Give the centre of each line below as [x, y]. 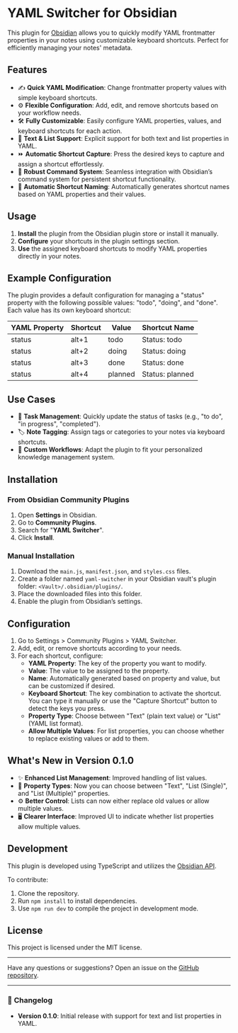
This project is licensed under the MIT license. [75, 947]
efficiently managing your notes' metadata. [70, 47]
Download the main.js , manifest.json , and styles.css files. [104, 571]
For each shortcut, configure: [60, 656]
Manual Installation [41, 556]
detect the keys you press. [67, 708]
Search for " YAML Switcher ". [61, 530]
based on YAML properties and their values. [82, 194]
